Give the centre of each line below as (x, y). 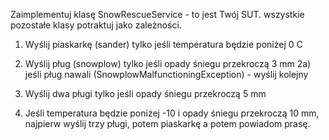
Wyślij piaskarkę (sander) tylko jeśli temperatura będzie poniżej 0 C (163, 44)
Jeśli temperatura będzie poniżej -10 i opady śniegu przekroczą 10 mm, (172, 113)
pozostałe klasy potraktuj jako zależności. (96, 25)
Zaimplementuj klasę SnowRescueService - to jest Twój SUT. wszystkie (157, 14)
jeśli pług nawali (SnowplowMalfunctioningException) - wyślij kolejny (166, 74)
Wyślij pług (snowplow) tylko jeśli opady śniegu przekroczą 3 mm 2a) (168, 63)
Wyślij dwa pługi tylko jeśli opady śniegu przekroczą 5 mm (145, 93)
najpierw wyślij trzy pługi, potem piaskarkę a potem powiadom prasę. (167, 123)
